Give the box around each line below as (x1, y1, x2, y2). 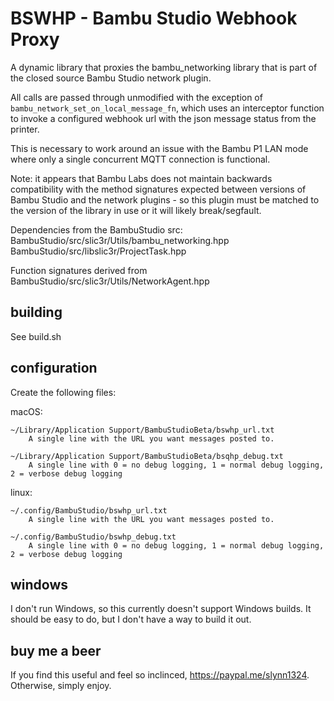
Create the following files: (10, 386, 117, 398)
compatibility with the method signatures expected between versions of (10, 183, 307, 195)
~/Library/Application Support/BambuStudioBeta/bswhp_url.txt (10, 425, 275, 435)
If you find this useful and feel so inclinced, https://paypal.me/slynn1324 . (10, 669, 310, 681)
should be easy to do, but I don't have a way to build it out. (10, 613, 252, 626)
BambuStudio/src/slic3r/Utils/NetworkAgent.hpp (10, 275, 210, 287)
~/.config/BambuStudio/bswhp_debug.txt (10, 532, 177, 542)
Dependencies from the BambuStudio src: (10, 223, 183, 236)
